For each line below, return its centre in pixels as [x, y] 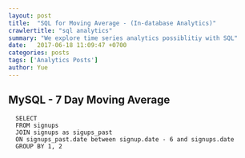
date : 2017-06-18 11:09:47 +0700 [68, 45]
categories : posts [39, 53]
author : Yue [28, 68]
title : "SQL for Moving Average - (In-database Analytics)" [112, 23]
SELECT [26, 118]
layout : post [30, 16]
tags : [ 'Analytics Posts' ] [53, 61]
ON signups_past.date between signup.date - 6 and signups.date [125, 139]
